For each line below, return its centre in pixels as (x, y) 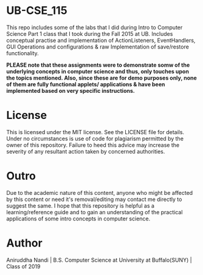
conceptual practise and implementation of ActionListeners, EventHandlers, (101, 40)
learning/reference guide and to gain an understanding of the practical (95, 212)
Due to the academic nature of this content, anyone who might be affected (100, 192)
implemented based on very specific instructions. (71, 90)
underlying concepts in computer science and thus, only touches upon (98, 71)
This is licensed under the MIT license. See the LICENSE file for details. (95, 132)
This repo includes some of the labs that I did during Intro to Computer (95, 27)
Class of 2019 (23, 266)
